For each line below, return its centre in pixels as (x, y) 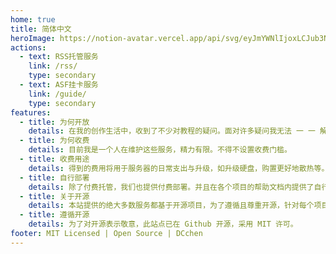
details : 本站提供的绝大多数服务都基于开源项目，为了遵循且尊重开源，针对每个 (171, 206)
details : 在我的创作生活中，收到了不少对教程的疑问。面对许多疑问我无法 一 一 (172, 131)
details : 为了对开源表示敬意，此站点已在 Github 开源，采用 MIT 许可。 (163, 224)
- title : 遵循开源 (54, 215)
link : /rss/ (53, 66)
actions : (28, 47)
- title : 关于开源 (54, 196)
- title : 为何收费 (54, 141)
